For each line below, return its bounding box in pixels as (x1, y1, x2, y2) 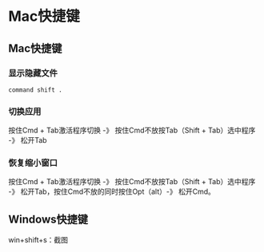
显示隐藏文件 (8, 67, 58, 78)
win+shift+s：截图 (8, 235, 69, 245)
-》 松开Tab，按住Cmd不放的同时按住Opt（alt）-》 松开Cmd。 (8, 187, 216, 196)
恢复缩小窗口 (8, 157, 58, 168)
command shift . (8, 85, 62, 94)
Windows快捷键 (8, 212, 88, 226)
